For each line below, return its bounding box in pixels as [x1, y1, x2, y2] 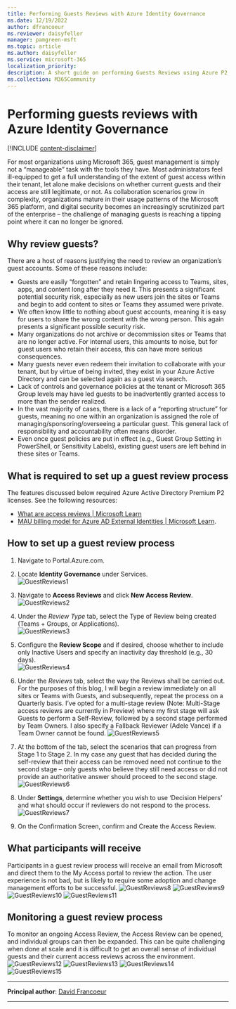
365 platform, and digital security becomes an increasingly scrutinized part [7, 203, 225, 211]
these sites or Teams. [17, 449, 80, 458]
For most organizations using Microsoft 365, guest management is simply [7, 158, 220, 166]
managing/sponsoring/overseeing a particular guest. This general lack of [17, 420, 229, 428]
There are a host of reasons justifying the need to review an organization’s [7, 257, 223, 265]
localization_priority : [7, 63, 77, 70]
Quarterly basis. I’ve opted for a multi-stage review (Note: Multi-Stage [17, 699, 221, 707]
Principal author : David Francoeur [7, 987, 107, 996]
